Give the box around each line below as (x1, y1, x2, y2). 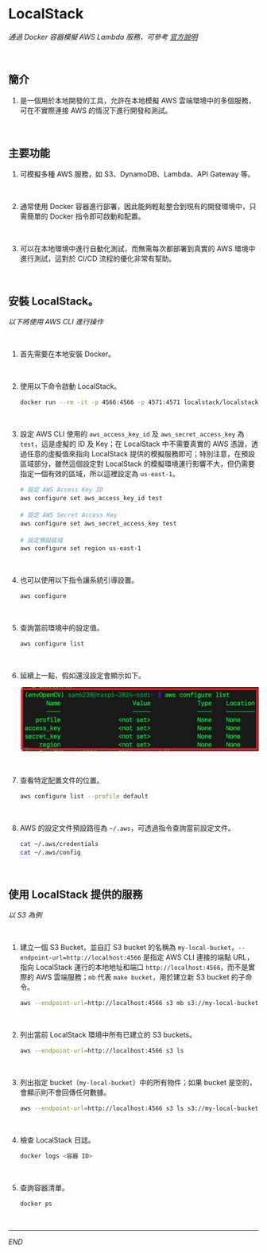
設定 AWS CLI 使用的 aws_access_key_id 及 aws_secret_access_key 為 (19, 429, 245, 439)
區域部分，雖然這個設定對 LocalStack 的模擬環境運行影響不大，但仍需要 (19, 459, 256, 469)
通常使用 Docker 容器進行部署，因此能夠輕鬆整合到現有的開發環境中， (19, 201, 250, 211)
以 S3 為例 (8, 910, 42, 920)
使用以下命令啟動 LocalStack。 (19, 382, 122, 391)
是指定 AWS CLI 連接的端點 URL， (142, 952, 254, 962)
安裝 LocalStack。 (8, 294, 99, 308)
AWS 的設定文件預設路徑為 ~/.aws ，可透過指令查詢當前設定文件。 (19, 823, 236, 832)
